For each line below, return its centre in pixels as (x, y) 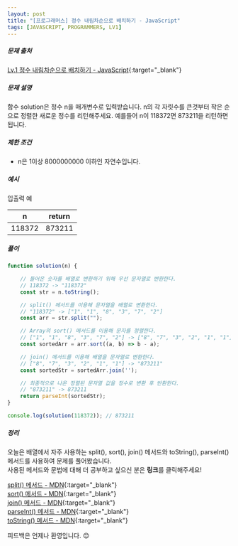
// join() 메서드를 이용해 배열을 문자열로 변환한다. (87, 357)
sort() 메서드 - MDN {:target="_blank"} (62, 493)
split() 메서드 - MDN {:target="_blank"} (62, 485)
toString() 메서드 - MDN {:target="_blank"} (68, 520)
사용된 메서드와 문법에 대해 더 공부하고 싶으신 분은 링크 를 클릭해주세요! (104, 469)
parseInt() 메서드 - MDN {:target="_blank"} (68, 511)
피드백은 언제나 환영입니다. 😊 (49, 535)
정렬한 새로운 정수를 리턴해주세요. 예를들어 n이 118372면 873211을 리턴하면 (124, 116)
